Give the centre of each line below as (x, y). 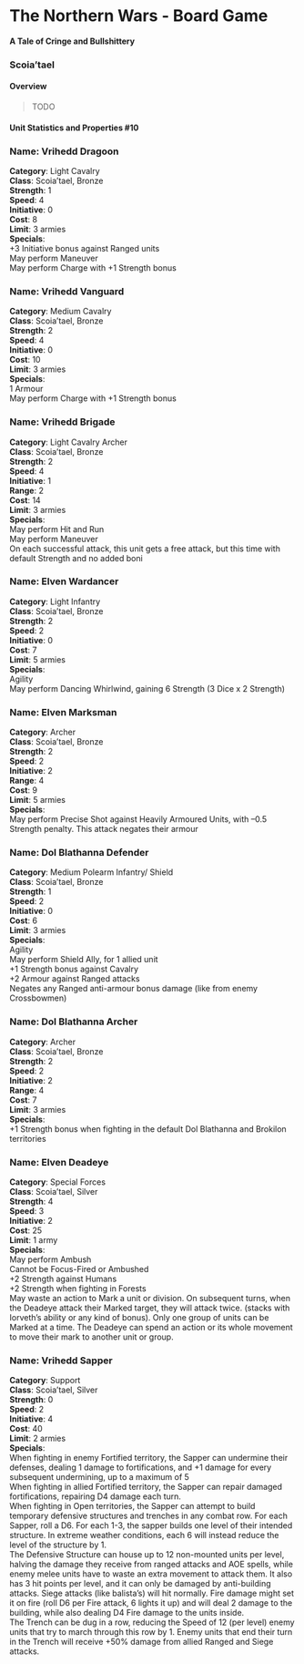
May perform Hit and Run (57, 529)
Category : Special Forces (58, 1182)
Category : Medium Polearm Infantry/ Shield (91, 872)
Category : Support (45, 1381)
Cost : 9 (24, 790)
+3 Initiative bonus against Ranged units (85, 248)
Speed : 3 (27, 1211)
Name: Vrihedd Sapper (61, 1361)
